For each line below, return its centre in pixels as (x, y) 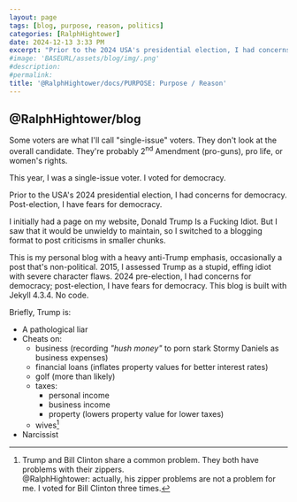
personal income (79, 396)
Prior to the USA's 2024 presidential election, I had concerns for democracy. (148, 195)
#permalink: (31, 75)
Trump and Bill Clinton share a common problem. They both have (140, 460)
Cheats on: (42, 339)
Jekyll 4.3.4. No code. (49, 295)
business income (79, 405)
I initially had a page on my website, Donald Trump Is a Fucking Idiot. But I (144, 221)
